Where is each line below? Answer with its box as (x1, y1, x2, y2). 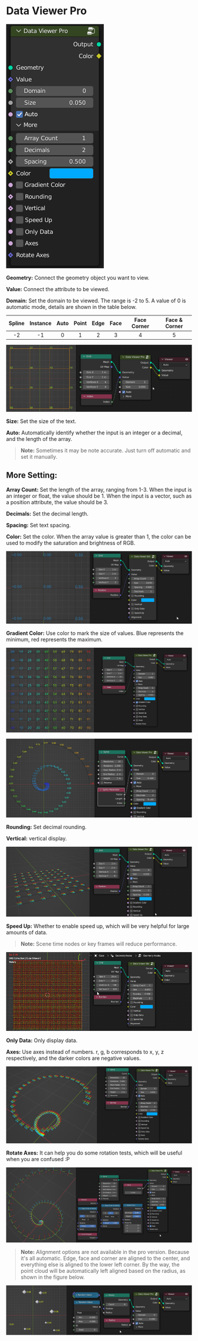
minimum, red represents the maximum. (6, 636, 103, 643)
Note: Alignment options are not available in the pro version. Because (20, 1249, 190, 1256)
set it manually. (20, 453, 58, 460)
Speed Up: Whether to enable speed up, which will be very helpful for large (6, 922, 190, 930)
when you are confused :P (6, 1156, 70, 1163)
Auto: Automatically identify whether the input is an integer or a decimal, (6, 429, 183, 436)
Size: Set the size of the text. (6, 417, 77, 424)
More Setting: (6, 470, 58, 481)
